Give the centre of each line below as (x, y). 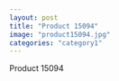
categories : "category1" (56, 43)
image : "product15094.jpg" (60, 34)
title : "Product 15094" (54, 26)
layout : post (34, 18)
